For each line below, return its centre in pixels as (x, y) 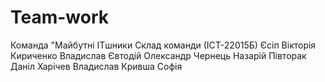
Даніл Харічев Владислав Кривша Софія (96, 66)
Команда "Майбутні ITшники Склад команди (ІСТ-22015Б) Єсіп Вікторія (163, 45)
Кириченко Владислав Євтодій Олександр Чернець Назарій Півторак (158, 55)
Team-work (60, 17)
